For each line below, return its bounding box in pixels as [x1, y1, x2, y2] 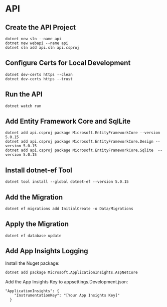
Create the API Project [5, 23, 76, 32]
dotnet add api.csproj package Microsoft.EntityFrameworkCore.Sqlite [5, 148, 154, 153]
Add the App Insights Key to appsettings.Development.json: [5, 278, 128, 284]
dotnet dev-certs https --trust [5, 76, 73, 81]
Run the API [5, 90, 43, 98]
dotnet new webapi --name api [5, 41, 69, 46]
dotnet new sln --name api [5, 36, 62, 41]
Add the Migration [5, 193, 63, 201]
